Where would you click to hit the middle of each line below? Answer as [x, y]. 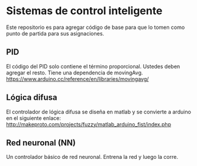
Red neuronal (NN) [41, 143]
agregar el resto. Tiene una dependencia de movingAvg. [75, 73]
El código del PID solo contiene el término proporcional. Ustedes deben [93, 66]
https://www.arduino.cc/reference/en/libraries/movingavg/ [77, 79]
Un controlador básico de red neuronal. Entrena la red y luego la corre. [92, 157]
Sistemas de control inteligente [84, 11]
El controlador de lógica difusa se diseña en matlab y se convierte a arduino [98, 112]
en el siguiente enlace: [33, 118]
